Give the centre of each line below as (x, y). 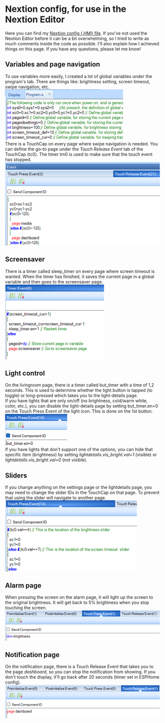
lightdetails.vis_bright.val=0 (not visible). (46, 460)
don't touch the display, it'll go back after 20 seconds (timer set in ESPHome (82, 677)
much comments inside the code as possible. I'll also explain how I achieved (82, 43)
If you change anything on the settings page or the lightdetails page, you (79, 487)
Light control (25, 373)
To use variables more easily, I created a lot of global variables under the (79, 76)
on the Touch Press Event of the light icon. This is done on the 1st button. (79, 411)
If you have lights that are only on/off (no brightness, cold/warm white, (77, 401)
